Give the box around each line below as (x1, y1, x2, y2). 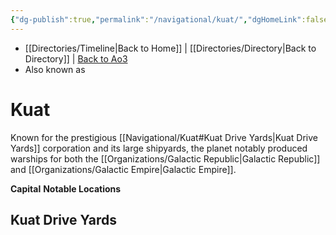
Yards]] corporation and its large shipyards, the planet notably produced (10, 142, 308, 154)
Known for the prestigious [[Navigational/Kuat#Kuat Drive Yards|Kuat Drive (10, 131, 318, 143)
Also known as (24, 63, 86, 75)
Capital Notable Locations (10, 182, 122, 195)
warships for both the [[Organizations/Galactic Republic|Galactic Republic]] (10, 152, 321, 165)
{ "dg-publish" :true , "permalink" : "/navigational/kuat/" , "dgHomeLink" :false (10, 14, 329, 25)
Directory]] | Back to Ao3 (24, 52, 128, 65)
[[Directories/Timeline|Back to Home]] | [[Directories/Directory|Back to (24, 42, 317, 54)
